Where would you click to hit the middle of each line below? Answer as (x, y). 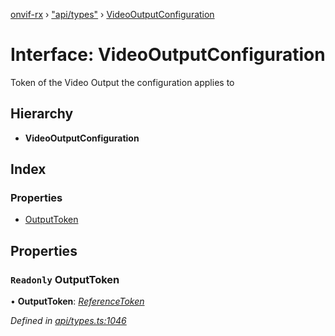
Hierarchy (42, 114)
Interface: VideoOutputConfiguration (168, 55)
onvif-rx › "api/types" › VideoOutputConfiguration (112, 14)
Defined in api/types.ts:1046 (68, 321)
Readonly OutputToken (65, 279)
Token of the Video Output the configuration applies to (122, 82)
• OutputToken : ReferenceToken (77, 301)
